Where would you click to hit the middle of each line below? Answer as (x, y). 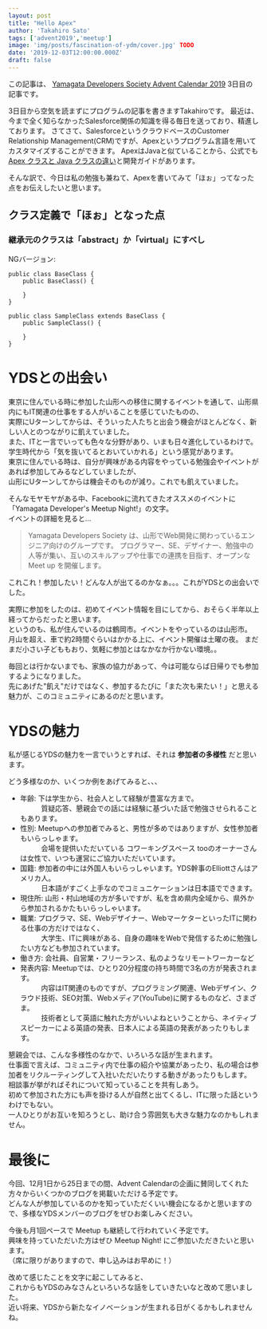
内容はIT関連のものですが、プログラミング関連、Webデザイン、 (146, 988)
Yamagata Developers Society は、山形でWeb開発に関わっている (134, 535)
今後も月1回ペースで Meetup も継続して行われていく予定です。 (111, 1231)
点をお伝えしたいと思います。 (57, 188)
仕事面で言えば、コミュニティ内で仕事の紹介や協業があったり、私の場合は (130, 1065)
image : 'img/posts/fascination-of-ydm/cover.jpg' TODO (101, 45)
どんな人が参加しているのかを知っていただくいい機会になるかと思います (127, 1204)
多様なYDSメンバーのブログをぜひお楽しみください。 (110, 1213)
